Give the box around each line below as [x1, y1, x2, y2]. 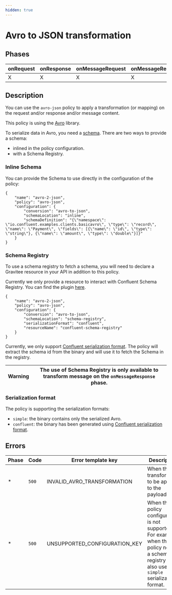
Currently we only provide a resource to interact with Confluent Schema [5, 279, 157, 285]
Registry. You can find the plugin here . [5, 284, 86, 290]
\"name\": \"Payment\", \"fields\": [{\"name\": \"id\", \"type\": [5, 226, 153, 231]
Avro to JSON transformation [5, 29, 132, 41]
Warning [8, 373, 29, 380]
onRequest [8, 65, 35, 72]
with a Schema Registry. [12, 151, 64, 157]
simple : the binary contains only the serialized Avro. [12, 416, 122, 422]
